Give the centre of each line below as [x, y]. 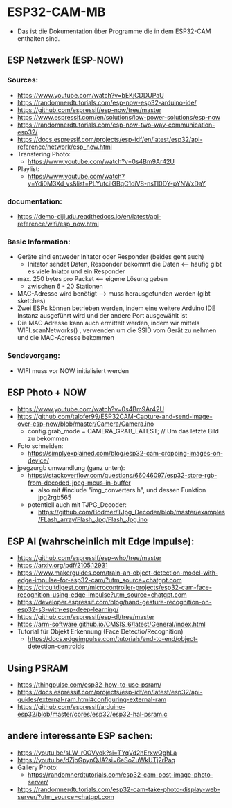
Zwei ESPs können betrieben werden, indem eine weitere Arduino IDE [116, 308]
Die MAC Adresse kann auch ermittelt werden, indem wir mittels [108, 323]
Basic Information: [39, 242]
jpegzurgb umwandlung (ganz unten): [71, 468]
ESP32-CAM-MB [56, 12]
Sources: [23, 80]
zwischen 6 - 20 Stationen [65, 286]
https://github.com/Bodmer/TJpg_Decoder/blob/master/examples [131, 512]
